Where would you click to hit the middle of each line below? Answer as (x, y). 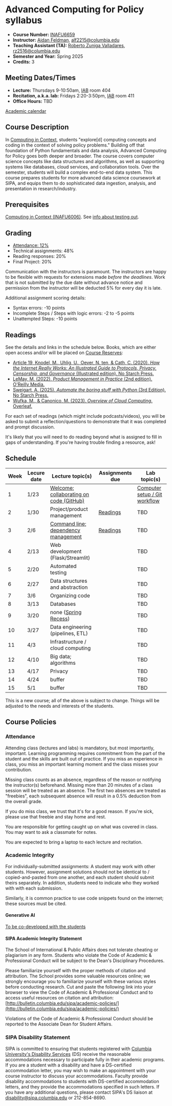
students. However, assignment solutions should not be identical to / (77, 872)
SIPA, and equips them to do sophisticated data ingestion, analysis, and (81, 183)
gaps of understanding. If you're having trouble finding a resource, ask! (80, 442)
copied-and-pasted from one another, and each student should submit (80, 877)
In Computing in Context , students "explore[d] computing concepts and (81, 139)
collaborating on (70, 494)
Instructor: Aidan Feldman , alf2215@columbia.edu (66, 40)
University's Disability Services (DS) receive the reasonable (68, 1054)
